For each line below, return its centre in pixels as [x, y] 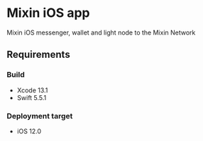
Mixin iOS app [48, 13]
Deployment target [40, 116]
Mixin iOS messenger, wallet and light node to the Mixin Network [101, 32]
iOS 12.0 [29, 131]
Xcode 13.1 [32, 90]
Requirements [38, 55]
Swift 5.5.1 [32, 97]
